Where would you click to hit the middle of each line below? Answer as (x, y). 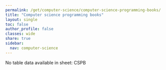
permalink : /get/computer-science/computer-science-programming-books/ (83, 10)
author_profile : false (29, 29)
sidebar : (15, 43)
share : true (18, 39)
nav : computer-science (34, 48)
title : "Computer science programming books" (54, 15)
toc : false (17, 24)
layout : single (21, 19)
